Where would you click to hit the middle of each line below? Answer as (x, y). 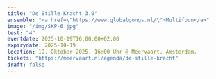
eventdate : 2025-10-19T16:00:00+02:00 (63, 39)
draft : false (26, 65)
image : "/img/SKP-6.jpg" (43, 26)
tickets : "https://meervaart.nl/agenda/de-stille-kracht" (93, 58)
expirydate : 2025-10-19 (42, 45)
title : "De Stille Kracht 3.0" (52, 13)
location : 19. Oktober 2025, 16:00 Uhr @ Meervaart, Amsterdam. (102, 52)
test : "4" (22, 33)
